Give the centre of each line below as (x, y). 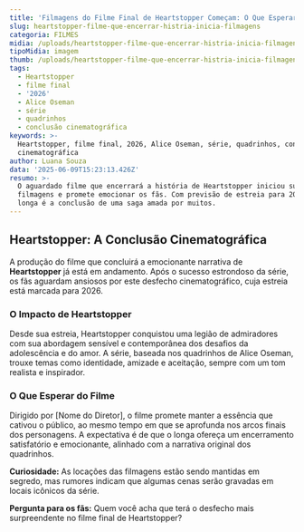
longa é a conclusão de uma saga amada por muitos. (117, 203)
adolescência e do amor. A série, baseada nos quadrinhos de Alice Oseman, (152, 353)
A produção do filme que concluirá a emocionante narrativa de (126, 261)
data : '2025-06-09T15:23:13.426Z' (75, 169)
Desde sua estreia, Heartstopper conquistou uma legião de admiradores (144, 334)
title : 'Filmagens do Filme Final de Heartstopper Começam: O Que (137, 18)
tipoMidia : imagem (44, 52)
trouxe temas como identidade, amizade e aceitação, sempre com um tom (148, 363)
